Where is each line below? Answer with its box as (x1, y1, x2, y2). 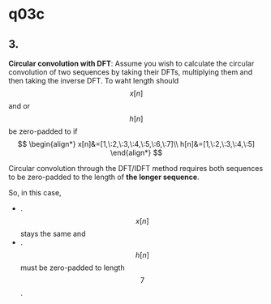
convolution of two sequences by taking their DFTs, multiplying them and (8, 67, 253, 77)
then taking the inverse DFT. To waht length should (8, 76, 179, 85)
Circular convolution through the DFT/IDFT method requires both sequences (8, 164, 264, 173)
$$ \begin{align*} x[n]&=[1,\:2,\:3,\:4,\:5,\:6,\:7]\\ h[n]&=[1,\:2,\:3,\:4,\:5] (17, 139, 256, 148)
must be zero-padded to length (19, 263, 125, 272)
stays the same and (19, 229, 86, 238)
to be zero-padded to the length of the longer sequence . (8, 172, 200, 182)
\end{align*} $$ (110, 148, 163, 157)
